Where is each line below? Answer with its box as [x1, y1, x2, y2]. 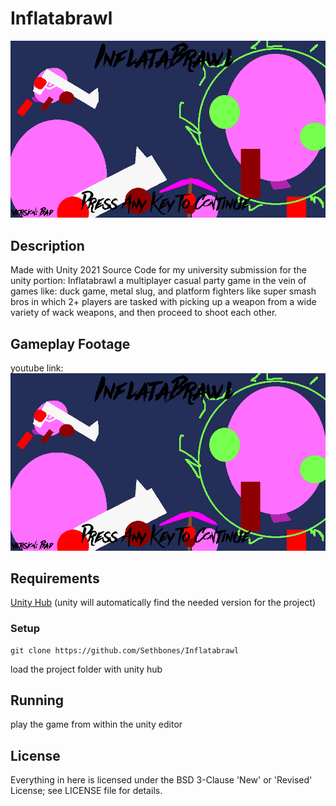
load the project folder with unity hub [10, 663, 163, 675]
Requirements [10, 570, 100, 587]
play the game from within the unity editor [10, 718, 183, 731]
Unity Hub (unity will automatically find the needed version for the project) [10, 597, 317, 609]
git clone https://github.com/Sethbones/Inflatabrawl [10, 645, 240, 656]
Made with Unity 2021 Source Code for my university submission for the [10, 264, 307, 276]
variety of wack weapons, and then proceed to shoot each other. [10, 307, 278, 319]
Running [10, 692, 65, 709]
